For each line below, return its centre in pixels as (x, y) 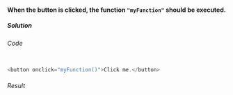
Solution (20, 26)
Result (16, 85)
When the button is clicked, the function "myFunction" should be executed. (116, 10)
